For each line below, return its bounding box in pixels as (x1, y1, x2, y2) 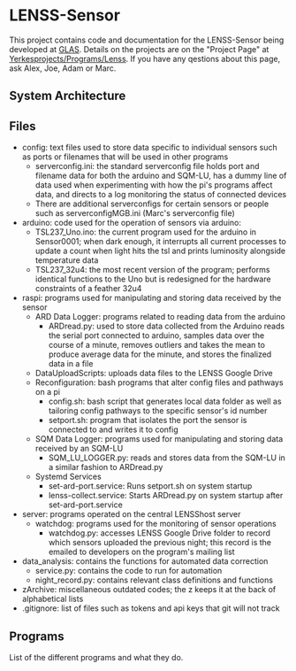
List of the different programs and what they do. (9, 652, 184, 662)
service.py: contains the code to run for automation (34, 566, 223, 576)
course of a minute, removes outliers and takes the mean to (48, 340, 265, 351)
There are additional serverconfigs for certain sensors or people (34, 198, 269, 209)
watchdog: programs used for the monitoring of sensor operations (34, 519, 277, 529)
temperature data (34, 255, 99, 266)
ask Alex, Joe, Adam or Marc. (9, 63, 117, 73)
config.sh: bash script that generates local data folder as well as (48, 396, 282, 407)
